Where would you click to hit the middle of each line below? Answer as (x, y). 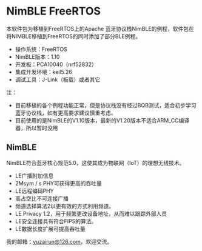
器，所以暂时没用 (36, 128)
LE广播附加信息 (34, 176)
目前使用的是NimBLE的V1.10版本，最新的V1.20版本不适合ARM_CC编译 (102, 120)
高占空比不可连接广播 (42, 198)
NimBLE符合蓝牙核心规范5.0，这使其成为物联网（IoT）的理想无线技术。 (96, 162)
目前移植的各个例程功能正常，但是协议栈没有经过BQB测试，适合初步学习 (106, 105)
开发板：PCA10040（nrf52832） (56, 64)
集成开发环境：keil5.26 (44, 72)
